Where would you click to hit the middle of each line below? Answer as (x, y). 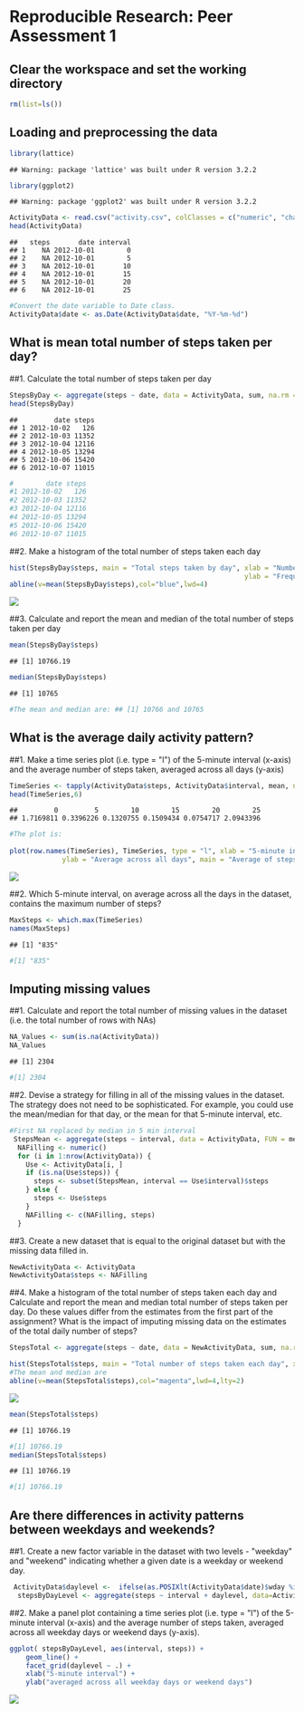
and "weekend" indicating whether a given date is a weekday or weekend (146, 1561)
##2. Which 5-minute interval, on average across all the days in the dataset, (151, 893)
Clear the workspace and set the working (128, 69)
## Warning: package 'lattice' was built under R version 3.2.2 (133, 169)
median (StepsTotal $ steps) (58, 1455)
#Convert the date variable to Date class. (93, 306)
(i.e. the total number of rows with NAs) (83, 1020)
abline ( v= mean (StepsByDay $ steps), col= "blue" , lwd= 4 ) (109, 585)
